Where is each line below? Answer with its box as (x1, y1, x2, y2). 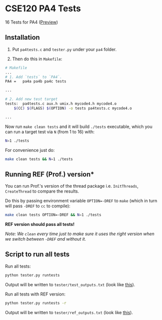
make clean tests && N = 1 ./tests (5, 156, 73, 162)
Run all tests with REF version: (5, 291, 66, 297)
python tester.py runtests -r (5, 300, 67, 305)
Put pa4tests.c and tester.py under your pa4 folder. (12, 46, 117, 52)
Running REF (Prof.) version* (5, 170, 94, 178)
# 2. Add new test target (5, 97, 58, 102)
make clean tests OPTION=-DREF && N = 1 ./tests (5, 213, 101, 218)
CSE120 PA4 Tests (5, 3, 81, 14)
